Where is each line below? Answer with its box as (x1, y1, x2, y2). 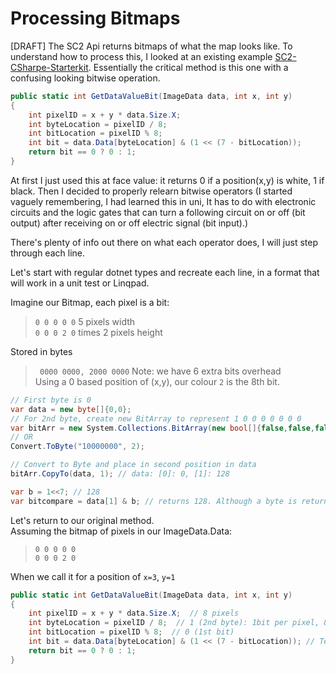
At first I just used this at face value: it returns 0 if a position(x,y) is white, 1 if (10, 174, 325, 186)
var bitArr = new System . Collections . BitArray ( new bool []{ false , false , (10, 423, 315, 433)
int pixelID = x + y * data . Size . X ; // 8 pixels (28, 608, 240, 619)
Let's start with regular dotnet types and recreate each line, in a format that (10, 266, 320, 278)
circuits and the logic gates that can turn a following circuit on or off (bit (10, 206, 306, 218)
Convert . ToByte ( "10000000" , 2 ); (10, 442, 145, 452)
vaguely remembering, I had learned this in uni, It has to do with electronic (10, 195, 317, 207)
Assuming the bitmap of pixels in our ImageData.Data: (10, 525, 233, 537)
